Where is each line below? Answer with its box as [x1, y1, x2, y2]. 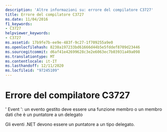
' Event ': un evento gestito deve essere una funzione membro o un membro [5, 106, 162, 112]
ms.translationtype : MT [5, 54, 55, 59]
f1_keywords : [5, 21, 33, 27]
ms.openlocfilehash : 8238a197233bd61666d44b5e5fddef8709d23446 [5, 45, 140, 50]
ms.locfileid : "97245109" [5, 68, 59, 73]
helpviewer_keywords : [5, 31, 51, 36]
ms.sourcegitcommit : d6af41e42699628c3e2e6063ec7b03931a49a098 [5, 49, 140, 54]
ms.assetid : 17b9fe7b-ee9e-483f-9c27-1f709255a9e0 [5, 40, 113, 45]
